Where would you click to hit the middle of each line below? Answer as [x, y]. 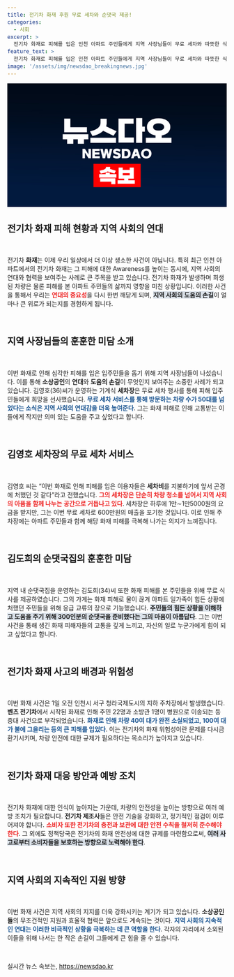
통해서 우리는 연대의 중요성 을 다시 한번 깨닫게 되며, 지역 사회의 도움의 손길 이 [117, 295]
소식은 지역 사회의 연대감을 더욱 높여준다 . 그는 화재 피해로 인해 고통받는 [121, 408]
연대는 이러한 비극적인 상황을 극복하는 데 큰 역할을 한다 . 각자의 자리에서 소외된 [119, 929]
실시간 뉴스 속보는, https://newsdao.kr [60, 966]
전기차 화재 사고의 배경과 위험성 [71, 671]
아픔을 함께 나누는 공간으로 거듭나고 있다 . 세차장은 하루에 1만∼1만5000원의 [116, 504]
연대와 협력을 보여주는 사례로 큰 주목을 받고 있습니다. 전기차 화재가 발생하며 [109, 278]
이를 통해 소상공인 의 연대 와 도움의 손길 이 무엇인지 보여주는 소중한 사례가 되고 [120, 381]
